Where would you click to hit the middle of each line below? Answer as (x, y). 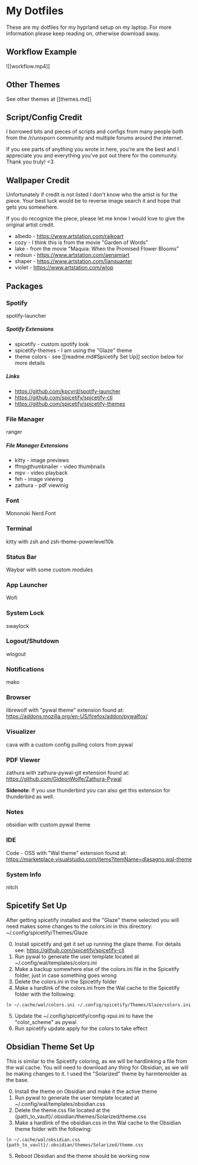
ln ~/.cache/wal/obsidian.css (43, 1140)
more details (30, 363)
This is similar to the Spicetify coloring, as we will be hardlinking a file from (97, 1061)
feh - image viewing (39, 479)
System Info (24, 874)
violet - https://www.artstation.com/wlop (64, 268)
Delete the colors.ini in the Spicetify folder (66, 981)
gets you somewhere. (32, 207)
